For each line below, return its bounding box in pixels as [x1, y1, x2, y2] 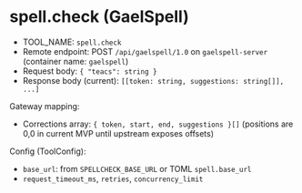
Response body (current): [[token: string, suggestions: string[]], [22, 75, 285, 86]
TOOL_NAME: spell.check [22, 36, 122, 47]
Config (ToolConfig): [9, 146, 86, 157]
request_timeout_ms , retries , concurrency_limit [22, 173, 204, 184]
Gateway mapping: [9, 100, 80, 111]
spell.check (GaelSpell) [9, 6, 189, 27]
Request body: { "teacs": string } [22, 66, 157, 76]
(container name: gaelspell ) [22, 56, 129, 66]
